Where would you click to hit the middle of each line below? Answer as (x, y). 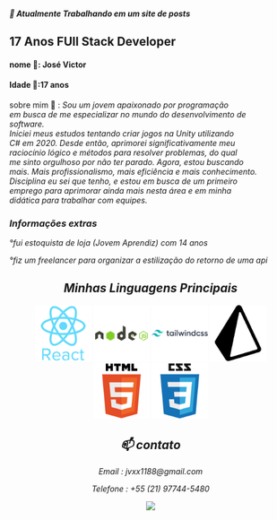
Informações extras (53, 223)
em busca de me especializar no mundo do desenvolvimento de (128, 114)
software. (27, 124)
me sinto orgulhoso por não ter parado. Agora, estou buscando (126, 161)
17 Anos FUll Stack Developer (93, 41)
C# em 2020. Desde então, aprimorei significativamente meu (122, 143)
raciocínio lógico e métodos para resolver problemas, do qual (123, 152)
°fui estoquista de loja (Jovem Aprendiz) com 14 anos (108, 243)
